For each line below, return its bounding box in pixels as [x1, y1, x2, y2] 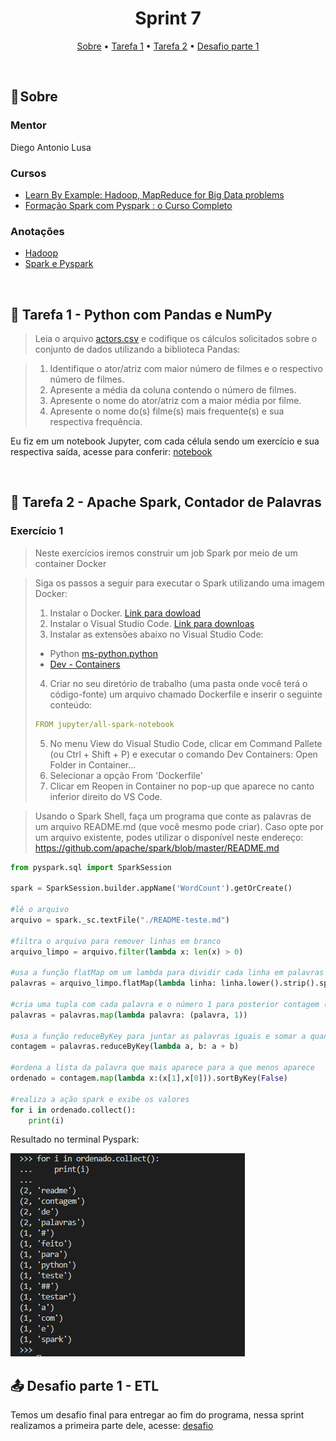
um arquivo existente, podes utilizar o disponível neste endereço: [34, 831, 304, 843]
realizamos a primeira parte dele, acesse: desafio [10, 1420, 214, 1432]
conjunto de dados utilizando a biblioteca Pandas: [34, 343, 241, 356]
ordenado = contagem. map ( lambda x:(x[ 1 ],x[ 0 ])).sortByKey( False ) [10, 1073, 288, 1084]
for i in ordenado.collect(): [10, 1105, 137, 1115]
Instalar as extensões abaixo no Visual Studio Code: [49, 628, 264, 640]
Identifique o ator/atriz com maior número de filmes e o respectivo [49, 363, 323, 375]
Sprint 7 [134, 7, 202, 30]
